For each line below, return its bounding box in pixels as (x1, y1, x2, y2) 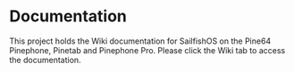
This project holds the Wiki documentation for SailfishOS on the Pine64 (9, 36, 272, 46)
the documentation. (9, 54, 82, 65)
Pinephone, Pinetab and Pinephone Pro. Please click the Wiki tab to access (9, 44, 286, 55)
